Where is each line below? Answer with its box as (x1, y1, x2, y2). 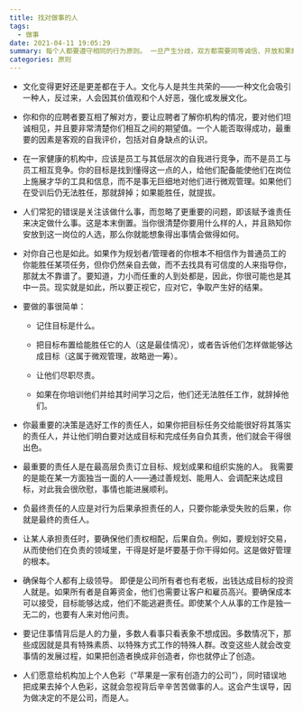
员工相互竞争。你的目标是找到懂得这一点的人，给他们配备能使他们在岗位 (22, 164, 291, 175)
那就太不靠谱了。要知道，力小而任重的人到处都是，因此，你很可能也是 (22, 271, 284, 281)
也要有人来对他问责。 (53, 609, 133, 619)
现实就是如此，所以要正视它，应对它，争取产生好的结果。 (53, 282, 268, 292)
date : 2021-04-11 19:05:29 (9, 38, 111, 48)
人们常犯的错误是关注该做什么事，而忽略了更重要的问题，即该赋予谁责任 (22, 207, 291, 217)
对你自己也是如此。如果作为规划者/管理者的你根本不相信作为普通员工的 (22, 248, 287, 258)
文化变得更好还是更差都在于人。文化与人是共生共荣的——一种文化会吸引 (22, 81, 291, 91)
